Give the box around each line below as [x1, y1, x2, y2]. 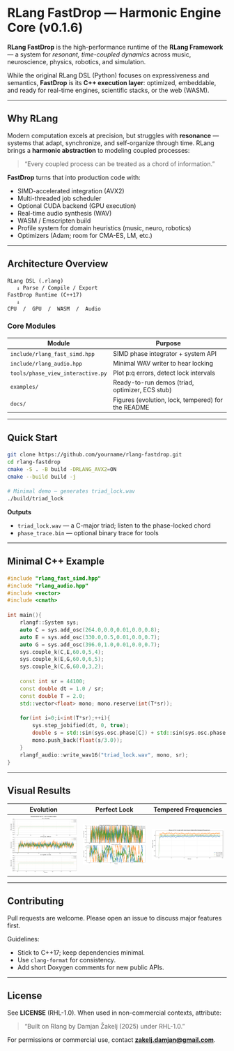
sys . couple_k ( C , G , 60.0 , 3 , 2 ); [19, 663, 104, 671]
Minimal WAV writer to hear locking [112, 359, 214, 367]
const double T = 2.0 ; [19, 692, 86, 699]
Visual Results [7, 785, 71, 796]
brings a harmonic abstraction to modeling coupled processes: [7, 146, 190, 154]
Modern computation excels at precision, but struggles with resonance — [7, 131, 219, 140]
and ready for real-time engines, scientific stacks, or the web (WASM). [7, 86, 210, 94]
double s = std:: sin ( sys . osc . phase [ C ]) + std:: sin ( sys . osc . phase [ [32, 729, 229, 737]
